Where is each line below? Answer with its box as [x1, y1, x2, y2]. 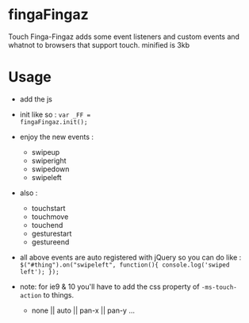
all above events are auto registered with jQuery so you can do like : [19, 252, 242, 262]
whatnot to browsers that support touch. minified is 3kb [8, 40, 190, 49]
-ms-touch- [201, 283, 238, 291]
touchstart [31, 203, 66, 213]
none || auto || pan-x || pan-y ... [31, 306, 136, 315]
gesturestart [31, 229, 72, 238]
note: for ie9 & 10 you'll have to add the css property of [19, 282, 200, 291]
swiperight [31, 156, 67, 165]
